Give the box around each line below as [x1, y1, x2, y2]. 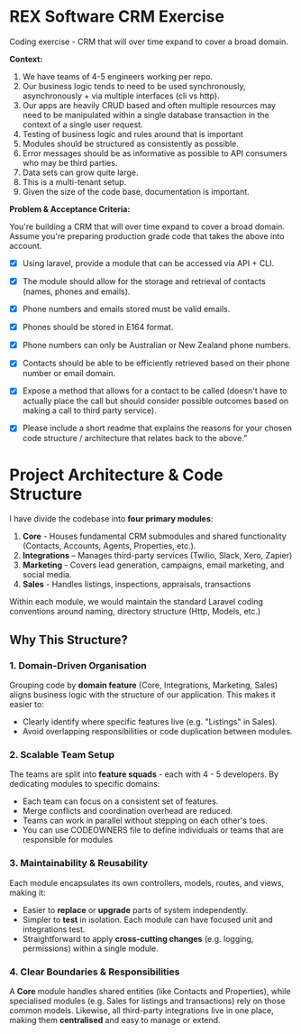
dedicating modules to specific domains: [9, 779, 160, 789]
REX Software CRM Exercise [9, 6, 225, 27]
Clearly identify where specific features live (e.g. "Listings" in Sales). [22, 716, 278, 727]
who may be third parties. [22, 157, 118, 168]
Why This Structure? [9, 632, 129, 647]
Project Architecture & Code [9, 465, 223, 485]
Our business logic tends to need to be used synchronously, [22, 80, 246, 91]
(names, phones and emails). [22, 286, 131, 297]
